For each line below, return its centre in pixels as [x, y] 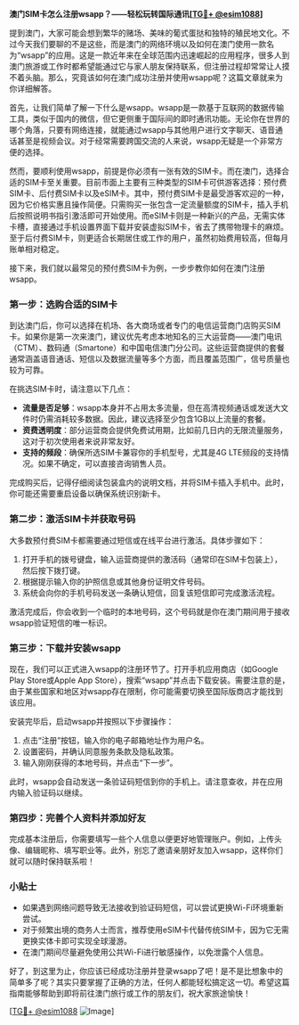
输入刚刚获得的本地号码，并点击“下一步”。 [100, 762]
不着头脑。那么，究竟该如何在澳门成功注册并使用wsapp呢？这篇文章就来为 [146, 78]
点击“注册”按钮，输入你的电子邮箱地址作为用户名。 [115, 740]
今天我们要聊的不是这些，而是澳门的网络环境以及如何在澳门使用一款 [141, 44]
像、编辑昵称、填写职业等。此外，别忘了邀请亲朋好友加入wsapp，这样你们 [146, 850]
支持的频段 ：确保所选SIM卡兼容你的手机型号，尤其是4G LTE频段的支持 [152, 453]
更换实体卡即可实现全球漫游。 [77, 941]
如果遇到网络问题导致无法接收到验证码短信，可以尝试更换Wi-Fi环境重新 [153, 907]
